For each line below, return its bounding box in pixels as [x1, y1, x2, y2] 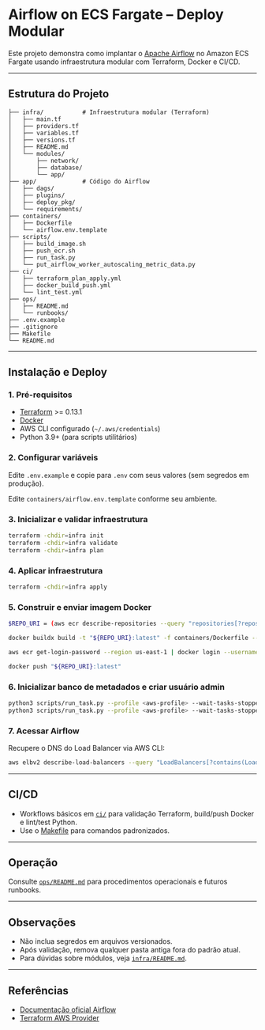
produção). [8, 479, 45, 488]
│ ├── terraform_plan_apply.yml [8, 275, 122, 282]
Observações [8, 915, 77, 929]
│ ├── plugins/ [8, 191, 65, 199]
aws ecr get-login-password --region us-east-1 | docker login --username [8, 648, 259, 656]
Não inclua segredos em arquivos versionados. [19, 937, 173, 946]
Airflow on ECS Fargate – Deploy [8, 6, 224, 24]
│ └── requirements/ [8, 205, 83, 213]
